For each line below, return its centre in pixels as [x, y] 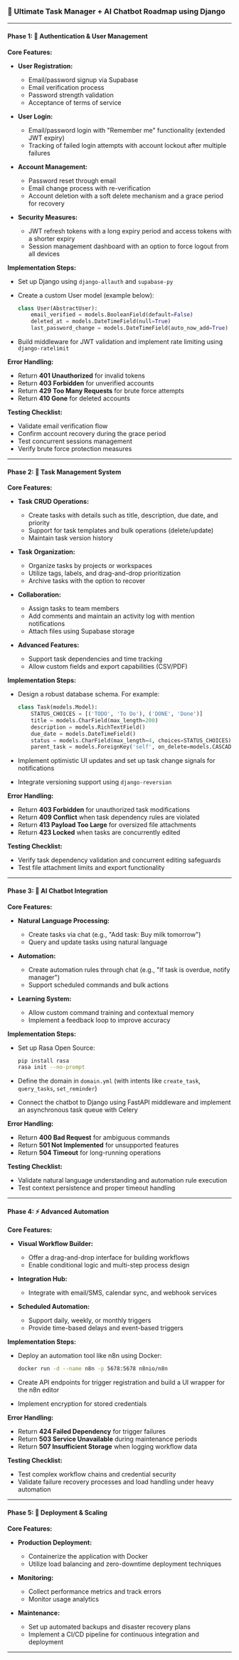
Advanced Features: [48, 645]
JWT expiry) [47, 138]
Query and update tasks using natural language [98, 942]
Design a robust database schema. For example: [89, 694]
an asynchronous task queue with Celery [78, 1110]
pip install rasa [43, 1061]
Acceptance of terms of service [75, 102]
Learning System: [44, 998]
